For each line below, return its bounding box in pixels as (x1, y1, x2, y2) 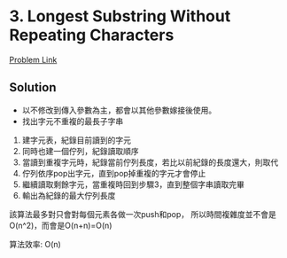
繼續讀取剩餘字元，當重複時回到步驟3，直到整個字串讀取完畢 (21, 179, 245, 190)
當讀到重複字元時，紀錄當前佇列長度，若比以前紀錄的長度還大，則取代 (21, 157, 279, 168)
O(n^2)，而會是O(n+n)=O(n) (9, 220, 112, 231)
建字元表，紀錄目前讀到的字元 (21, 135, 131, 145)
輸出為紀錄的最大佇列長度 (21, 190, 116, 200)
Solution (9, 80, 57, 95)
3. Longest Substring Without (9, 6, 231, 27)
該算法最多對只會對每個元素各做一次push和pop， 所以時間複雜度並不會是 (9, 208, 276, 219)
